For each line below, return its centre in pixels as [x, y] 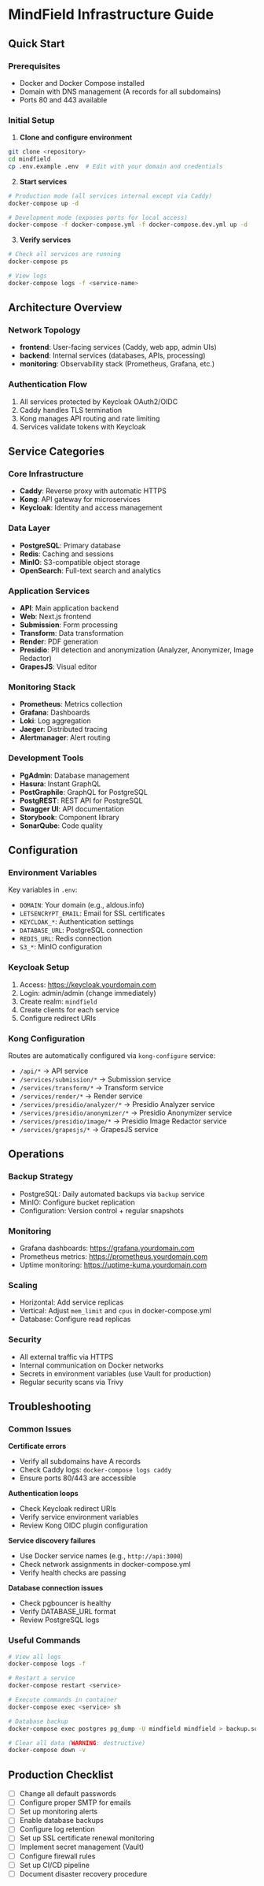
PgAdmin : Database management [74, 775]
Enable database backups [61, 1821]
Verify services [45, 240]
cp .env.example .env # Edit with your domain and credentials [115, 166]
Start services [43, 181]
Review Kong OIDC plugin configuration [84, 1525]
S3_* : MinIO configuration [60, 947]
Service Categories [56, 452]
